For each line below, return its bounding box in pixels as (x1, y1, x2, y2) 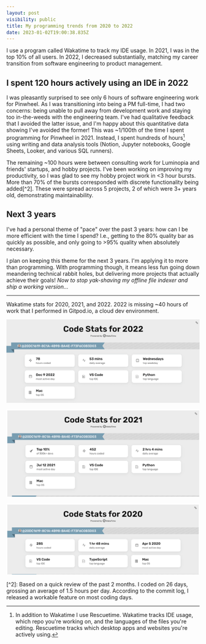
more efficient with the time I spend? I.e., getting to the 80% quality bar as (6, 232, 194, 239)
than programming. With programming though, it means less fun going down (6, 263, 200, 271)
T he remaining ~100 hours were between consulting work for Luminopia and (6, 159, 200, 166)
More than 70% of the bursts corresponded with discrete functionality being (6, 178, 199, 186)
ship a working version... (6, 282, 69, 290)
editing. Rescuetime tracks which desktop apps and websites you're (15, 624, 188, 631)
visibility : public (6, 16, 56, 23)
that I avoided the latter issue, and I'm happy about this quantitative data (6, 120, 189, 127)
